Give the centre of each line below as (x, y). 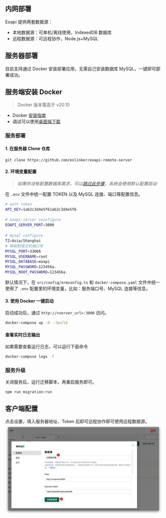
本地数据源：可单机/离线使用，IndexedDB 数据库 (62, 32)
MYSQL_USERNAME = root (27, 257)
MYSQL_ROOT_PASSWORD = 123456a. (37, 272)
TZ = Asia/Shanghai (23, 241)
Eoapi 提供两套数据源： (29, 22)
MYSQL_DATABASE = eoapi (28, 262)
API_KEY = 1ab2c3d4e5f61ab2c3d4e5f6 (41, 209)
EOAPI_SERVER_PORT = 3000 (30, 225)
